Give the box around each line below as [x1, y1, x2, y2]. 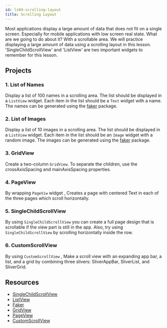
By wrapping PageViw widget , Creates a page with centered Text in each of [5, 190, 159, 196]
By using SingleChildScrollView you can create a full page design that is [5, 219, 154, 225]
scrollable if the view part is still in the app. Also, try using [5, 224, 123, 230]
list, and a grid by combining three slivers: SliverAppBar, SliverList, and [5, 258, 150, 264]
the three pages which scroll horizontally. [5, 195, 89, 201]
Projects [5, 66, 32, 75]
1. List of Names [5, 81, 44, 88]
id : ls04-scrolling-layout [5, 7, 61, 12]
